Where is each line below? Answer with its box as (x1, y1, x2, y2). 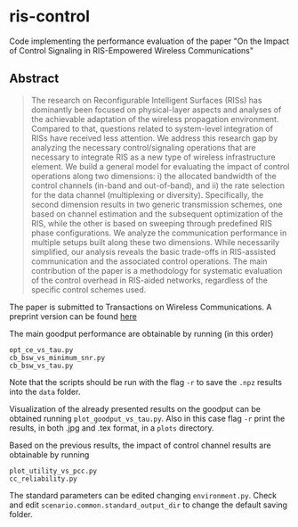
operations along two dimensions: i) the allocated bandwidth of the (30, 170, 278, 181)
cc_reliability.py (9, 474, 77, 483)
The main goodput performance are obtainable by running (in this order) (9, 328, 274, 339)
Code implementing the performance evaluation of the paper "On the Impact (9, 36, 290, 46)
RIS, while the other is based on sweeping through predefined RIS (30, 218, 273, 228)
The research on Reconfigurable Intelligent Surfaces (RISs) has (30, 95, 262, 105)
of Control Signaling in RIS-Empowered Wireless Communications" (9, 45, 254, 55)
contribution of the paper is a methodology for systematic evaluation (30, 265, 283, 276)
